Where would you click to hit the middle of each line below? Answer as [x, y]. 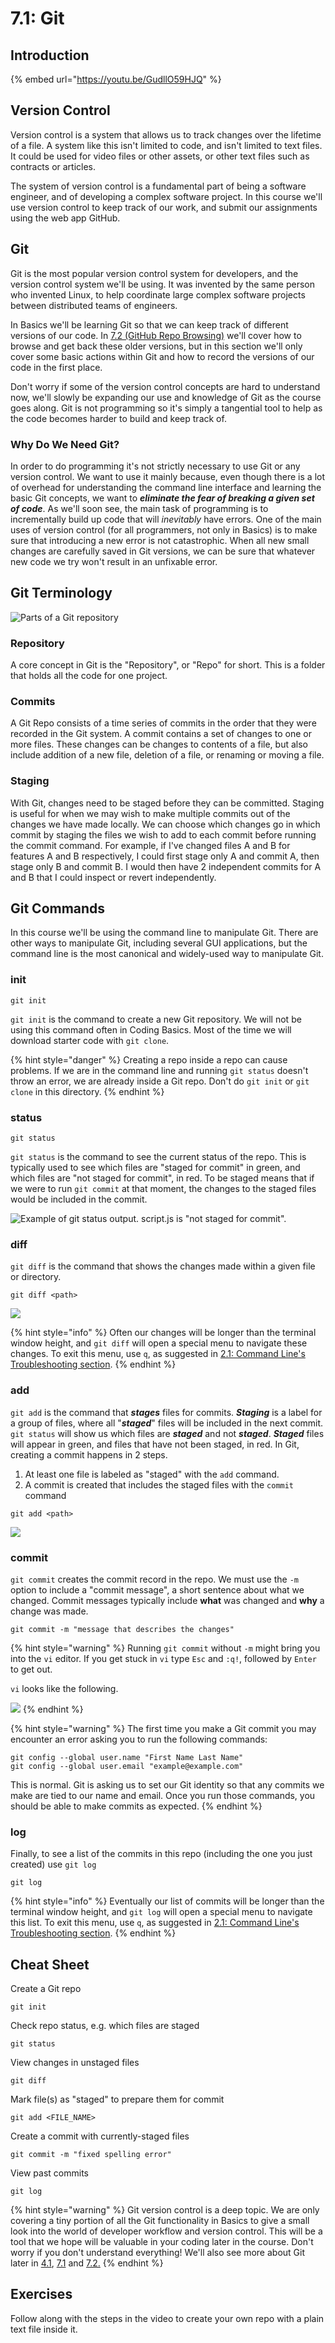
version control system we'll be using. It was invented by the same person [162, 284]
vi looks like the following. [64, 1688]
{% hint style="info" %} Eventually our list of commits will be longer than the [167, 1901]
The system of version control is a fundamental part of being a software [158, 186]
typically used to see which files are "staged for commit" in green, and [155, 1168]
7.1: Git [37, 18]
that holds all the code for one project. [89, 676]
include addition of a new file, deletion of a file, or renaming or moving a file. [167, 755]
